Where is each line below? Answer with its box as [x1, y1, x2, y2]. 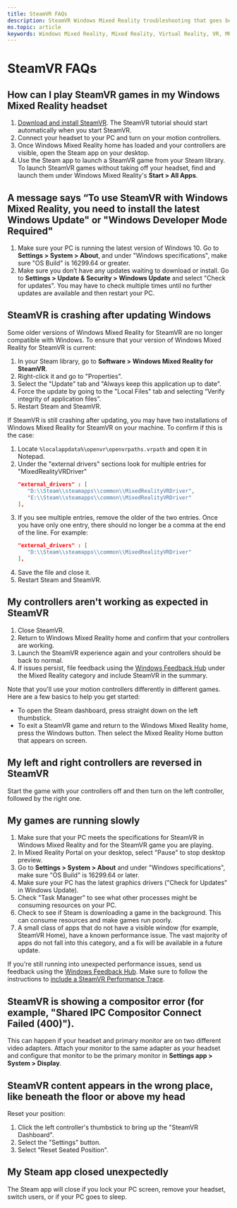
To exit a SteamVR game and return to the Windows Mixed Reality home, [17, 721, 229, 729]
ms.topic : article [7, 23, 61, 30]
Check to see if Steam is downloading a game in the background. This [17, 908, 221, 917]
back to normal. [17, 656, 63, 664]
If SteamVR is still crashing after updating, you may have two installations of [7, 416, 228, 424]
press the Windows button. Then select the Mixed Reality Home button [17, 729, 224, 737]
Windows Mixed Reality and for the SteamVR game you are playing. [17, 841, 214, 850]
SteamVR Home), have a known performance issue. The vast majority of [17, 931, 228, 940]
